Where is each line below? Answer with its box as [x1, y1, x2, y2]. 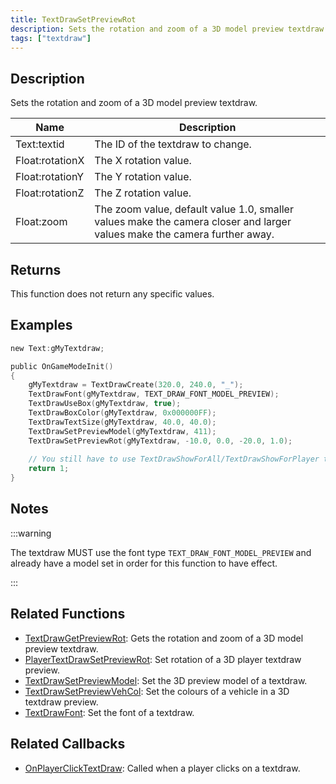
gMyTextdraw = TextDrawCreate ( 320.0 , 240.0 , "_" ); [28, 380, 244, 390]
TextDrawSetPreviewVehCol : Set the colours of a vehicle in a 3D [24, 685, 290, 697]
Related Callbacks [10, 736, 126, 753]
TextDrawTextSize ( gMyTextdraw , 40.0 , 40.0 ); [28, 417, 217, 427]
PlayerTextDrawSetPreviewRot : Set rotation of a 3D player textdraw [24, 653, 302, 665]
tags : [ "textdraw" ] [10, 33, 92, 43]
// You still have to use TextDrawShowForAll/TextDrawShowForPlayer [28, 454, 320, 465]
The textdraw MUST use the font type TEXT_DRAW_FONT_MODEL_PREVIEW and [10, 546, 312, 558]
